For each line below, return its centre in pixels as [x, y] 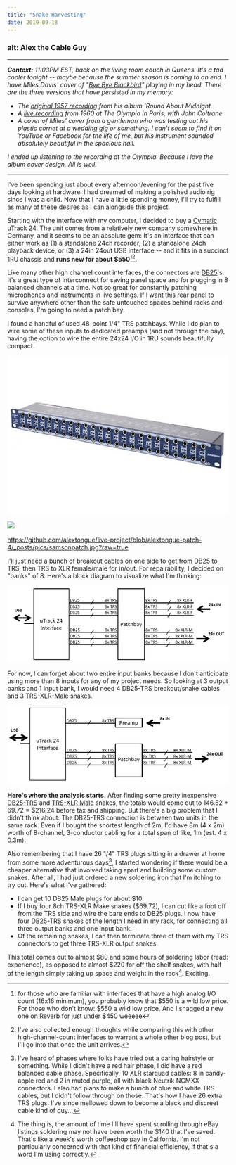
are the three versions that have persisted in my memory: [90, 92]
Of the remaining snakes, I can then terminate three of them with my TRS [123, 936]
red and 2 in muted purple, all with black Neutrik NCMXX [117, 1081]
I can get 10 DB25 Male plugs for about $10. [80, 898]
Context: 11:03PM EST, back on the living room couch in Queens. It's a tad [115, 70]
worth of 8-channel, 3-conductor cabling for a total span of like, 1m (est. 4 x [117, 833]
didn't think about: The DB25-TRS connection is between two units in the [113, 818]
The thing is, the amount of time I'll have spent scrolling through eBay [118, 1124]
